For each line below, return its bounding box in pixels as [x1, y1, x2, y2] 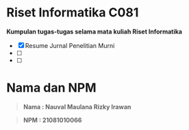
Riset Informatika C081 [6, 5, 139, 21]
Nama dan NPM [6, 80, 97, 96]
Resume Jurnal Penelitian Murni [25, 41, 115, 49]
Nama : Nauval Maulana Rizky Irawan [23, 103, 131, 111]
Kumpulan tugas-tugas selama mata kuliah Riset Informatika [6, 27, 183, 36]
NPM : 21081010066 [23, 116, 82, 124]
